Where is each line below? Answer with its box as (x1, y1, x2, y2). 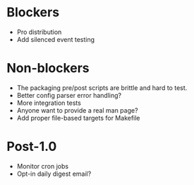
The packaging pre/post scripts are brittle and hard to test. (16, 83, 188, 92)
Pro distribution (16, 28, 62, 36)
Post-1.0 (6, 139, 57, 155)
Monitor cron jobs (16, 162, 68, 170)
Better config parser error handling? (16, 91, 121, 99)
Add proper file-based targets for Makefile (16, 113, 140, 122)
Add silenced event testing (16, 35, 95, 43)
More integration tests (16, 99, 82, 107)
